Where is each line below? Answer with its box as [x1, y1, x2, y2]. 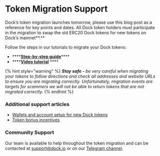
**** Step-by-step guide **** [12, 53, 70, 59]
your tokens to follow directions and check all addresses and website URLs [5, 73, 156, 79]
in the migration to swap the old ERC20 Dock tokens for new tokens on [5, 30, 146, 35]
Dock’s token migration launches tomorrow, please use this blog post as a [5, 19, 152, 25]
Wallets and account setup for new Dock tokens [12, 112, 108, 118]
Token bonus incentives [12, 117, 60, 123]
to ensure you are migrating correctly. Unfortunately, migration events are [5, 78, 153, 84]
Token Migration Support [5, 3, 108, 15]
